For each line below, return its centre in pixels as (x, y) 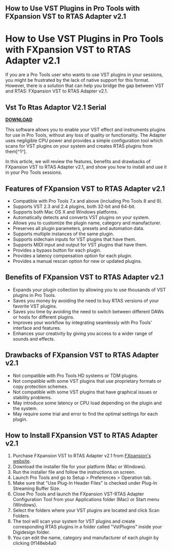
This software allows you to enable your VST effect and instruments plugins (85, 130)
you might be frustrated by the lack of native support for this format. (78, 80)
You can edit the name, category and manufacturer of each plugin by (86, 538)
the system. (25, 408)
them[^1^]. (16, 152)
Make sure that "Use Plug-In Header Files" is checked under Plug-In (85, 483)
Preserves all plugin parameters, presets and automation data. (79, 228)
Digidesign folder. (31, 532)
